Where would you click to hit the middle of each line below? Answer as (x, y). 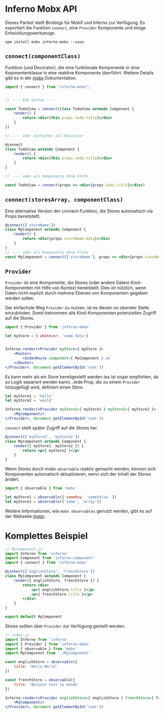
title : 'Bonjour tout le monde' (47, 684)
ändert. (12, 479)
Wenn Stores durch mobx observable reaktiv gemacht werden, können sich (81, 469)
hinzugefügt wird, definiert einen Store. (45, 387)
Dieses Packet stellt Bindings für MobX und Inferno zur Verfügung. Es (75, 23)
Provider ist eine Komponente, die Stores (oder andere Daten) (67, 283)
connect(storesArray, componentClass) (64, 200)
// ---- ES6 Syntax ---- (30, 100)
